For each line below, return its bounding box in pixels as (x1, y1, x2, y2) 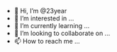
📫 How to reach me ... (13, 37, 80, 45)
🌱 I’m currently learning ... (13, 22, 90, 30)
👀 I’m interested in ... (13, 14, 74, 22)
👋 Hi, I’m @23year (13, 7, 67, 15)
